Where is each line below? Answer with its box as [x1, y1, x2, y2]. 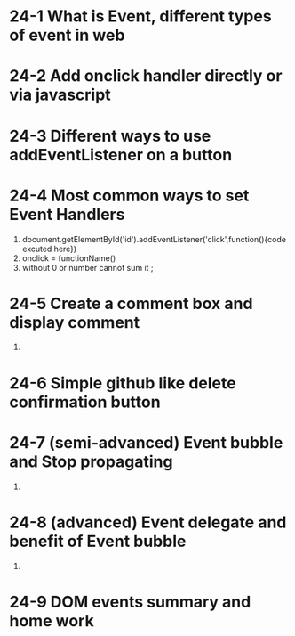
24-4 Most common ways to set [9, 185, 250, 206]
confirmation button [9, 392, 162, 412]
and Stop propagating [9, 452, 173, 471]
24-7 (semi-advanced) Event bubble [9, 432, 283, 453]
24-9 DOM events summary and [9, 591, 251, 612]
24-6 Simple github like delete [9, 372, 237, 393]
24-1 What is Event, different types [9, 6, 273, 27]
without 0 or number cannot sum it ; [21, 262, 154, 273]
